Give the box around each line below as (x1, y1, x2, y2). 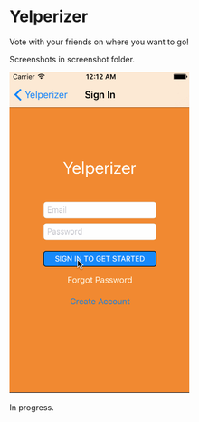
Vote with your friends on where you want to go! (9, 36, 190, 47)
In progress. (9, 401, 54, 413)
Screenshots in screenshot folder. (9, 53, 136, 64)
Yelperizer (9, 6, 89, 27)
